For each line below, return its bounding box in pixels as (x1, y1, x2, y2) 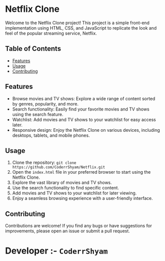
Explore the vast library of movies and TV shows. (12, 180, 112, 186)
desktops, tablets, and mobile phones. (12, 132, 90, 138)
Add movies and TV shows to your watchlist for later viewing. (12, 190, 137, 196)
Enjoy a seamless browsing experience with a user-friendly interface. (12, 195, 153, 201)
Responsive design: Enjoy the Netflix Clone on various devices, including (12, 127, 160, 133)
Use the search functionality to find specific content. (12, 185, 119, 191)
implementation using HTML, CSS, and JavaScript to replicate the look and (5, 25, 157, 31)
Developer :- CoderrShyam (5, 245, 108, 257)
